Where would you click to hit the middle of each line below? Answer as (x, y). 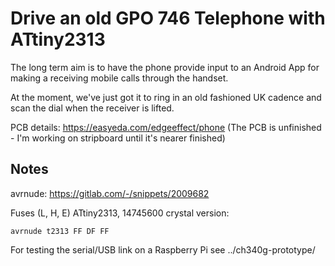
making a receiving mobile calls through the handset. (119, 78)
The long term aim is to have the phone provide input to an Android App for (165, 67)
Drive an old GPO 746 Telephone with (168, 18)
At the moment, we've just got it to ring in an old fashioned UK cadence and (166, 97)
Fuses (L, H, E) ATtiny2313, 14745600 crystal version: (120, 213)
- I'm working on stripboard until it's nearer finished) (118, 138)
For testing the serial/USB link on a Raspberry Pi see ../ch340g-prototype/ (163, 249)
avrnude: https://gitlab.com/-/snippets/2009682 (110, 193)
